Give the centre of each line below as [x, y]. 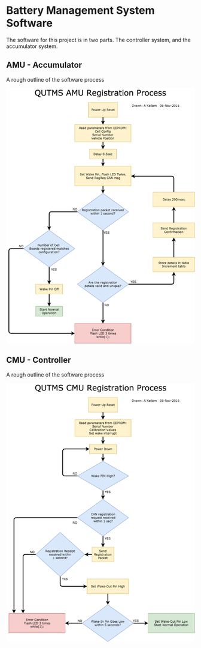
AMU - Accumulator [44, 65]
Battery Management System [80, 11]
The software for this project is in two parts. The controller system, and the [99, 40]
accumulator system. [32, 46]
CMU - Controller [39, 360]
